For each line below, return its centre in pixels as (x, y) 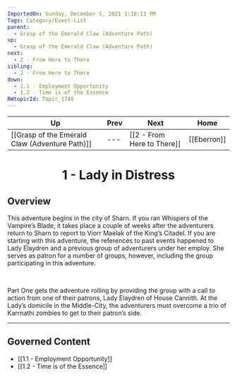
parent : (19, 27)
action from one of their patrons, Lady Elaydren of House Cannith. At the (113, 298)
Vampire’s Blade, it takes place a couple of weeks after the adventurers (110, 226)
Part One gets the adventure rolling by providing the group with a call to (111, 291)
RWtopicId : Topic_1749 (41, 100)
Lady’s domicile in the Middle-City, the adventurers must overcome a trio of (117, 305)
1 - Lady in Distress (119, 175)
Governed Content (49, 342)
